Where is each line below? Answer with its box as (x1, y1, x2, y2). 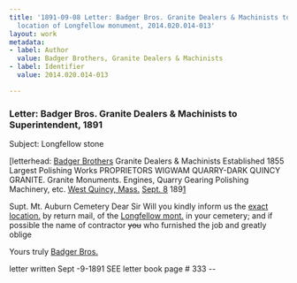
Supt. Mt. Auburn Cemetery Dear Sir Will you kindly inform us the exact (9, 201, 269, 212)
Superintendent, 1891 (9, 119, 103, 131)
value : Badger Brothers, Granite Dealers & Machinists (17, 54, 224, 63)
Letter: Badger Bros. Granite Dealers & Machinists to (9, 107, 238, 119)
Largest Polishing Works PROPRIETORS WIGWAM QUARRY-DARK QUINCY (9, 165, 281, 176)
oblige (9, 229, 33, 240)
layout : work (9, 29, 57, 38)
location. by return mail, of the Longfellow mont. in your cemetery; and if (9, 210, 273, 221)
